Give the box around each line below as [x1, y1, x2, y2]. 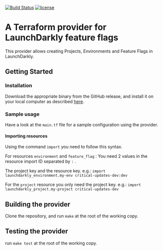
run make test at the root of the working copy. [5, 240, 98, 246]
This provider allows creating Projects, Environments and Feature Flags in [5, 48, 153, 54]
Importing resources [5, 133, 48, 139]
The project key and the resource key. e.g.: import [5, 168, 106, 174]
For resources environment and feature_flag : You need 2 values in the [5, 153, 148, 159]
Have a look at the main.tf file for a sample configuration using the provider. [5, 122, 159, 127]
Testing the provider [5, 227, 68, 235]
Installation [5, 82, 33, 89]
